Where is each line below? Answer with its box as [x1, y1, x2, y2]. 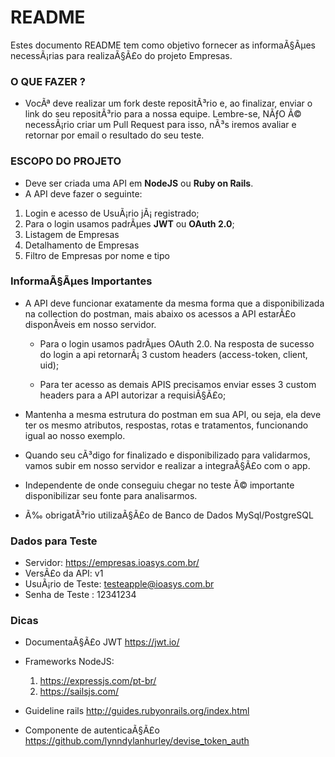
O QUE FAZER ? [10, 74, 86, 88]
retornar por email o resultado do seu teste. [24, 129, 205, 141]
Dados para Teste [10, 534, 98, 548]
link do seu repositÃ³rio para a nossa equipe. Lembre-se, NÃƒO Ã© [24, 108, 302, 120]
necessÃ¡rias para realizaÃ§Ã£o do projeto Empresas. [10, 49, 233, 61]
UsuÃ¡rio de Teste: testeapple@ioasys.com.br [24, 578, 215, 590]
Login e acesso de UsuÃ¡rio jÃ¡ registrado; [24, 207, 200, 219]
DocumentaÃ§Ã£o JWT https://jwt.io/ [24, 636, 180, 648]
